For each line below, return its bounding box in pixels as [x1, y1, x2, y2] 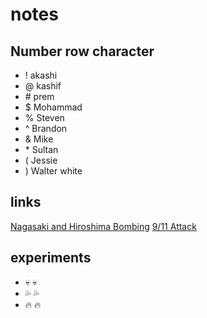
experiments [10, 249, 92, 267]
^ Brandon [24, 123, 68, 134]
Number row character [10, 43, 155, 60]
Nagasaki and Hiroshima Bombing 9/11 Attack [10, 220, 197, 232]
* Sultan [24, 144, 59, 155]
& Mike [24, 133, 54, 145]
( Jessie [24, 154, 58, 166]
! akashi [24, 69, 58, 81]
